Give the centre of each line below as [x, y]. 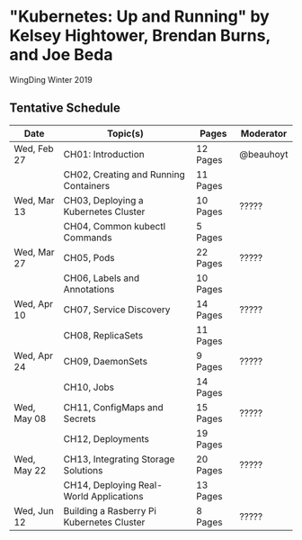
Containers [87, 185]
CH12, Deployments [107, 438]
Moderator [264, 133]
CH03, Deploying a [103, 200]
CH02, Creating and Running [124, 175]
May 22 [30, 470]
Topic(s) [125, 133]
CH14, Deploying [100, 485]
